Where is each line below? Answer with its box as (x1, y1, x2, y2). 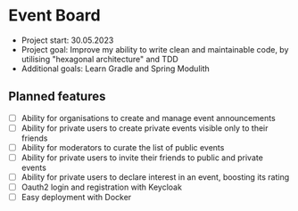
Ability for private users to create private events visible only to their (21, 122, 269, 134)
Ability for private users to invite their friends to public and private (21, 152, 264, 163)
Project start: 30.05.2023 (21, 35, 114, 45)
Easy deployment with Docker (21, 192, 132, 203)
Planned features (8, 89, 106, 104)
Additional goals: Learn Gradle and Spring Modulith (21, 63, 211, 74)
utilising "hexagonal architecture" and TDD (21, 53, 179, 64)
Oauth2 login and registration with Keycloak (21, 182, 182, 192)
